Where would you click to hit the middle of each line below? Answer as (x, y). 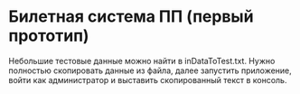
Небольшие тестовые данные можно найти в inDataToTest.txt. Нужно (142, 61)
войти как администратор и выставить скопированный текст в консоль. (148, 80)
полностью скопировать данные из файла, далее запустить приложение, (150, 70)
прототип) (49, 36)
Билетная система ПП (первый (131, 17)
